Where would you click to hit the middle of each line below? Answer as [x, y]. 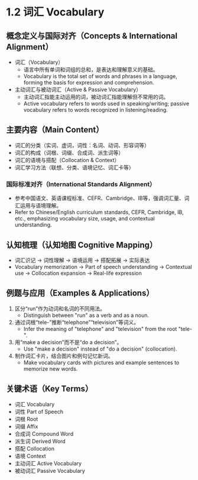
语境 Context [30, 456]
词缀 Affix [26, 426]
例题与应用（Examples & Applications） [80, 293]
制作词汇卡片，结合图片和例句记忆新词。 [64, 356]
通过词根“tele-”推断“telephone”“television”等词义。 [77, 322]
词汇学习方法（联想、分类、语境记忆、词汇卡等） [74, 167]
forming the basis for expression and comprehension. [89, 82]
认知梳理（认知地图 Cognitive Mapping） [82, 245]
